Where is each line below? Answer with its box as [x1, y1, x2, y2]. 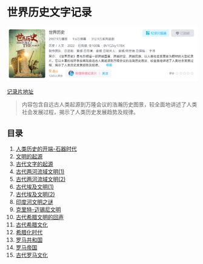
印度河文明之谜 [15, 198, 53, 205]
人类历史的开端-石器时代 [15, 145, 78, 152]
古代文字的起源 [15, 160, 53, 168]
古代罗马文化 [15, 251, 48, 259]
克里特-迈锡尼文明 [15, 206, 61, 213]
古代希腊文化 [15, 221, 48, 228]
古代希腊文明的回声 [15, 213, 64, 220]
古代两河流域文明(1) [15, 168, 65, 175]
